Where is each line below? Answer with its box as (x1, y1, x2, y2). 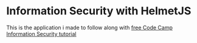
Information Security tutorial (6, 30, 77, 37)
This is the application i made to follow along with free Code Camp (6, 24, 173, 31)
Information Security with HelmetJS (6, 4, 192, 18)
